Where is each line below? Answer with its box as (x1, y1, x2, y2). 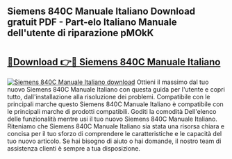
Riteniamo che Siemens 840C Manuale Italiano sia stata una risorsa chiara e (7, 122, 224, 131)
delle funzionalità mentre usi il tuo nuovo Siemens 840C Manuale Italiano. (7, 115, 217, 123)
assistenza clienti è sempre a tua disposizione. (7, 144, 141, 152)
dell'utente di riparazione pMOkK (7, 27, 154, 39)
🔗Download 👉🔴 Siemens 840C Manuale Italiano (7, 56, 221, 68)
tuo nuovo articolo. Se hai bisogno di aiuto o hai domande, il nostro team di (7, 137, 222, 145)
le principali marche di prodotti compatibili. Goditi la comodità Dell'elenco (7, 108, 217, 115)
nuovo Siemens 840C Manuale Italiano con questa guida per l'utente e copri (7, 85, 226, 93)
